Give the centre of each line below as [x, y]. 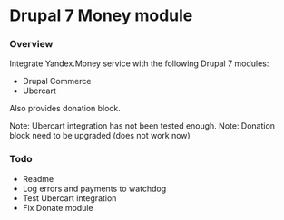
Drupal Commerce [57, 81]
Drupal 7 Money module [101, 16]
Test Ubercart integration [69, 198]
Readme [38, 178]
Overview [31, 44]
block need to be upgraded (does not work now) [100, 136]
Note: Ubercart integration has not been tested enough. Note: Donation [142, 126]
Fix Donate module [58, 207]
